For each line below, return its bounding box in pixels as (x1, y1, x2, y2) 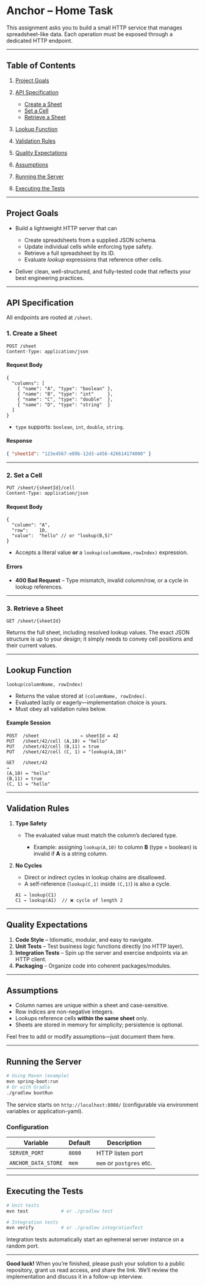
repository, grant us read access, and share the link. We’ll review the (6, 1266, 178, 1274)
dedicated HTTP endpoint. (6, 37, 73, 44)
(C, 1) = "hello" (6, 781, 51, 787)
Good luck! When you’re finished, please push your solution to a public (6, 1260, 185, 1268)
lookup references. (15, 583, 63, 590)
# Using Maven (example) (6, 1073, 70, 1079)
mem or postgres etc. (96, 1159, 153, 1167)
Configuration (6, 1122, 49, 1131)
